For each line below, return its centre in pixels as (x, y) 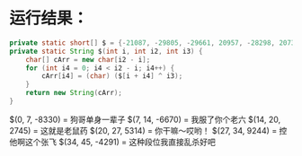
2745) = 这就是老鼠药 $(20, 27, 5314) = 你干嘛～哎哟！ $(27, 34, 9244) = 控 (148, 130)
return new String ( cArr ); (74, 93)
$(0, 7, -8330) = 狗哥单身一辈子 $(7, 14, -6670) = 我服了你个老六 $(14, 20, (145, 119)
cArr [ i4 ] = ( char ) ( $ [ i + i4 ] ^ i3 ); (112, 76)
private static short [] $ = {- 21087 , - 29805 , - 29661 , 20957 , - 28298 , (142, 43)
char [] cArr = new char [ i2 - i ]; (88, 59)
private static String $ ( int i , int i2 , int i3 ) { (106, 51)
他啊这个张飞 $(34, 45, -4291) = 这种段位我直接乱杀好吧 (112, 142)
